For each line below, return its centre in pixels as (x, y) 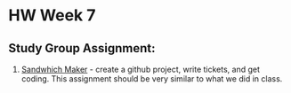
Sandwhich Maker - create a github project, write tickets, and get (140, 69)
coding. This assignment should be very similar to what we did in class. (152, 79)
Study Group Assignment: (82, 48)
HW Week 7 (52, 15)
